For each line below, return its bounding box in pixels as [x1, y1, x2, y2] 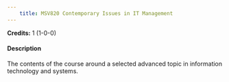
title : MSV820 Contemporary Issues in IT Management [19, 10, 173, 17]
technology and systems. [7, 66, 79, 75]
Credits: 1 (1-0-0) [7, 29, 57, 37]
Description [7, 44, 42, 53]
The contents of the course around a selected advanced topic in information [7, 59, 223, 68]
